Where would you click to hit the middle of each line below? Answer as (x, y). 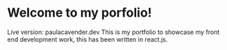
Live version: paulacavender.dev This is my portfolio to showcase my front (113, 32)
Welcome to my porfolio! (80, 13)
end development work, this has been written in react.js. (87, 39)
